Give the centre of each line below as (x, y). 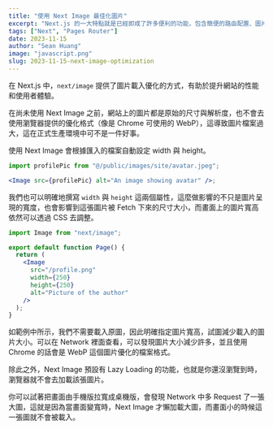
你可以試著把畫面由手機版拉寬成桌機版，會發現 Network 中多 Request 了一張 (136, 397)
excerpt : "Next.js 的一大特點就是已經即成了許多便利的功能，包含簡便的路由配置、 (132, 24)
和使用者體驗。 (33, 95)
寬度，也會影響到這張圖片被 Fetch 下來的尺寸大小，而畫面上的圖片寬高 (141, 207)
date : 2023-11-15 (38, 39)
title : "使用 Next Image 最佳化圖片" (68, 16)
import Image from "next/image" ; (65, 232)
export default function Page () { (67, 247)
